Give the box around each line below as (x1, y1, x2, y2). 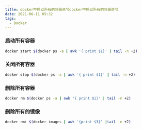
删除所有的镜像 (5, 108, 40, 115)
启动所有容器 (5, 37, 35, 44)
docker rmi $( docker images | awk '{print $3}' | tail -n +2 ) (5, 119, 131, 125)
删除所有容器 (5, 85, 35, 91)
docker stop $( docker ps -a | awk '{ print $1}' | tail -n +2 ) (5, 72, 136, 77)
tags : (5, 16, 16, 21)
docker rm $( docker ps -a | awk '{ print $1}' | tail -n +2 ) (5, 96, 131, 100)
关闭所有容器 (5, 61, 35, 68)
